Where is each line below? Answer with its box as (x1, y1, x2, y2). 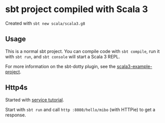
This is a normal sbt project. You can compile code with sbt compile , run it (5, 48, 160, 54)
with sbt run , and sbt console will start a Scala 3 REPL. (5, 53, 120, 59)
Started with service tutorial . (5, 97, 64, 103)
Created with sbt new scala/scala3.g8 (5, 20, 85, 26)
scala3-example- (117, 63, 152, 69)
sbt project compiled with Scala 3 (5, 4, 148, 15)
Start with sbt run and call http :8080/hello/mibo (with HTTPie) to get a (5, 106, 155, 112)
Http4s (5, 83, 28, 92)
